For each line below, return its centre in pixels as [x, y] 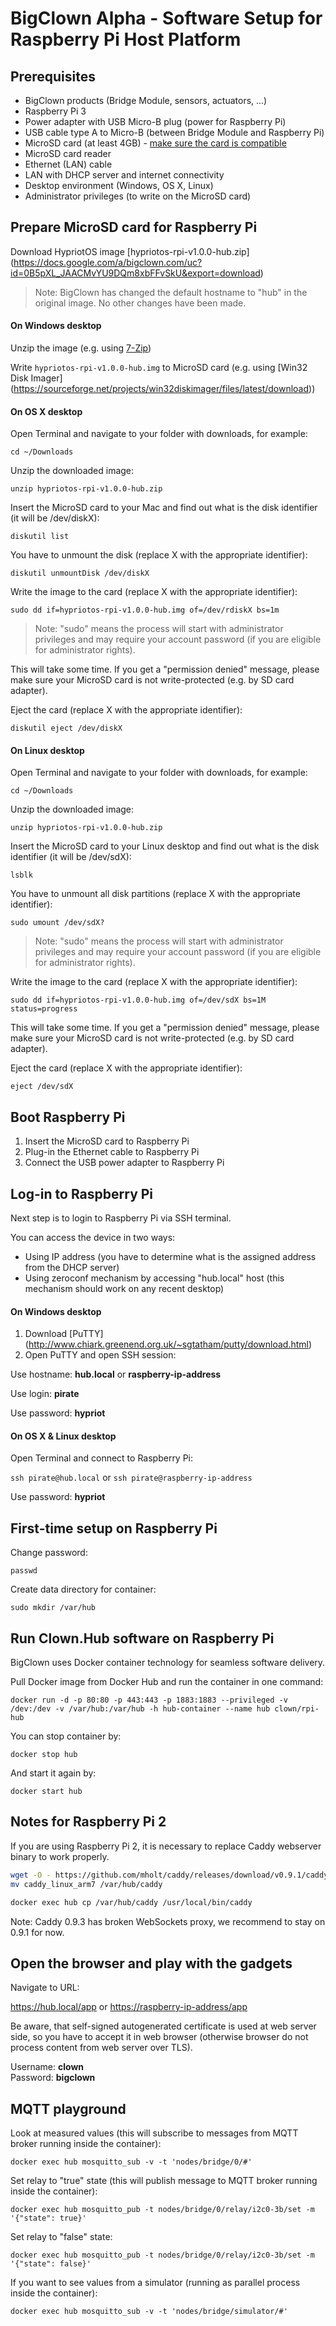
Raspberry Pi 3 [55, 111]
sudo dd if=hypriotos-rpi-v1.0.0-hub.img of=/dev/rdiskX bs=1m [145, 610]
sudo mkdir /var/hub [53, 1608]
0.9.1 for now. [37, 1932]
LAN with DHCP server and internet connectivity [124, 175]
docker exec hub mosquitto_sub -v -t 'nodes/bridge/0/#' [131, 2162]
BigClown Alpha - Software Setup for [166, 18]
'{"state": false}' [51, 2264]
